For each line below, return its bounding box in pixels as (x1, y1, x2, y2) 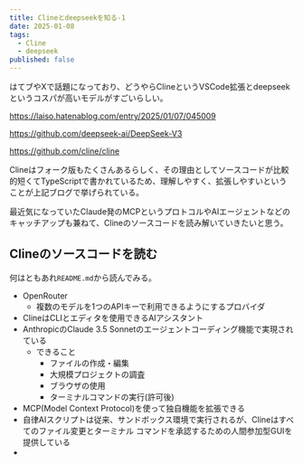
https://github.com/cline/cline (9, 146, 120, 156)
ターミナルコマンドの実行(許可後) (49, 391, 175, 402)
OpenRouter (22, 290, 68, 301)
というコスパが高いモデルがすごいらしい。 (9, 92, 168, 103)
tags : (9, 30, 30, 39)
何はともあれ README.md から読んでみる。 (9, 272, 156, 283)
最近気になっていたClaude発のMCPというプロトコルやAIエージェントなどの (9, 206, 291, 217)
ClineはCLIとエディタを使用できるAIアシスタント (22, 312, 204, 323)
